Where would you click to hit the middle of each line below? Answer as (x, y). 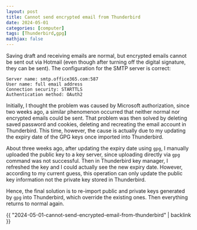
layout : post (22, 11)
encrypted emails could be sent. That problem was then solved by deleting (97, 118)
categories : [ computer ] (35, 28)
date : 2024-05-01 (27, 22)
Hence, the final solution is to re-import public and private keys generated (96, 191)
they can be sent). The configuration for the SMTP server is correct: (89, 68)
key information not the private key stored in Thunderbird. (76, 180)
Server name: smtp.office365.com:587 (52, 79)
